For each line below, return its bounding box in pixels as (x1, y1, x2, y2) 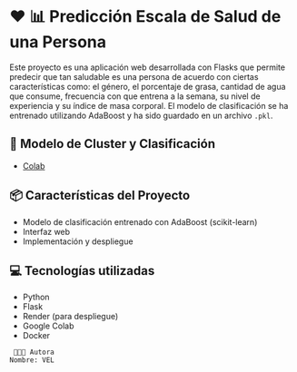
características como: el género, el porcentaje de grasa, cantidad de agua (9, 81, 286, 92)
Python (22, 291, 50, 303)
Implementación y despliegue (22, 236, 134, 247)
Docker (22, 330, 51, 341)
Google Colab (22, 320, 74, 331)
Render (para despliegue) (22, 311, 119, 322)
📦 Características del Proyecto (9, 188, 191, 203)
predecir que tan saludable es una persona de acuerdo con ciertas (9, 71, 259, 82)
